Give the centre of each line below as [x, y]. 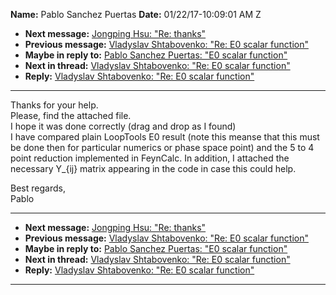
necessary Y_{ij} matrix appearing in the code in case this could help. [153, 168]
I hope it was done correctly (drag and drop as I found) [123, 126]
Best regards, [38, 188]
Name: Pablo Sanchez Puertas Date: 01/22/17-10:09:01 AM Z [136, 14]
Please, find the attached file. [71, 115]
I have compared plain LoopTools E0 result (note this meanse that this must [165, 137]
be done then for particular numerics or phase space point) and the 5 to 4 [162, 147]
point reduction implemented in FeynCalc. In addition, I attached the [150, 158]
